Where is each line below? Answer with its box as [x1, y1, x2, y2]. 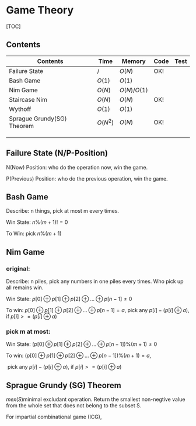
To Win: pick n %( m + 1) [6, 230, 62, 237]
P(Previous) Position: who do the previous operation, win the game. [6, 175, 168, 182]
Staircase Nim [9, 95, 48, 103]
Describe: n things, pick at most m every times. [6, 207, 120, 214]
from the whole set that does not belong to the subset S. [6, 402, 142, 409]
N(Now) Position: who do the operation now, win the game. [6, 164, 148, 171]
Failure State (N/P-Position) [6, 148, 108, 158]
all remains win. [6, 284, 44, 291]
